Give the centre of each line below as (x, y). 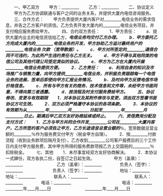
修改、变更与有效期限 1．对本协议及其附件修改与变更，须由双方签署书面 (81, 98)
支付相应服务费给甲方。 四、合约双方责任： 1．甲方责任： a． (79, 31)
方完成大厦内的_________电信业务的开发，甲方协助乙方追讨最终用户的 (74, 43)
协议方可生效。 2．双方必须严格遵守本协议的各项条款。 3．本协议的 (81, 104)
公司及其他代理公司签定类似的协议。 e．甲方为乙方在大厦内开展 (77, 61)
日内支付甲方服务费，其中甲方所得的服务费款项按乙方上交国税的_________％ (80, 146)
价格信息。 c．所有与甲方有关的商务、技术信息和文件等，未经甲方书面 (79, 86)
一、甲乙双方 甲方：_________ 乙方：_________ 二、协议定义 (84, 7)
